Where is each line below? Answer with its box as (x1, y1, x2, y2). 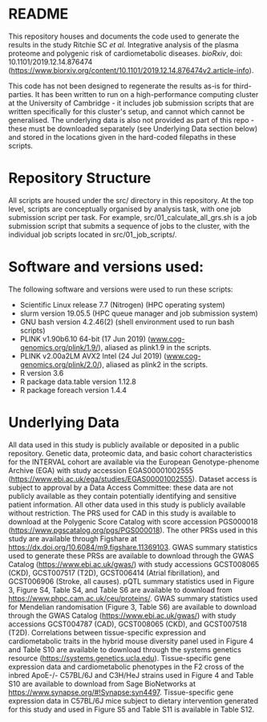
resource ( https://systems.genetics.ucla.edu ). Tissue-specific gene (8, 653, 231, 663)
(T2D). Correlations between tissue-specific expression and (8, 627, 207, 637)
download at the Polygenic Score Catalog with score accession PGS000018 (8, 516, 258, 526)
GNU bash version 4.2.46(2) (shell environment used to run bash (19, 316, 235, 326)
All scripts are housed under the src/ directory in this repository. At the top (8, 195, 254, 205)
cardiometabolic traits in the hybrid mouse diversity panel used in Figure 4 (8, 636, 254, 646)
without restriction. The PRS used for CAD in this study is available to (8, 508, 237, 518)
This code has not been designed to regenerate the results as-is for (8, 81, 232, 91)
